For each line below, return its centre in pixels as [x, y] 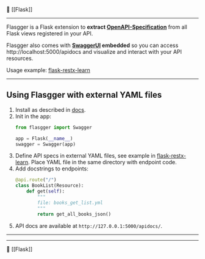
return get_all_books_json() [74, 214]
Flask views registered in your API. [50, 33]
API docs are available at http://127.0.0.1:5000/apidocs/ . [89, 225]
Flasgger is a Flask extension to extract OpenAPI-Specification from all [97, 27]
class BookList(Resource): [49, 186]
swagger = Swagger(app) [45, 144]
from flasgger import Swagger [54, 127]
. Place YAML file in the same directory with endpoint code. [103, 162]
